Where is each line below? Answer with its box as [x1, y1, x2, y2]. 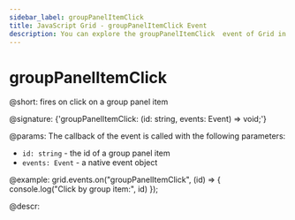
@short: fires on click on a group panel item [9, 96, 169, 107]
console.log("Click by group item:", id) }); [9, 184, 159, 194]
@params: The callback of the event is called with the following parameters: [9, 131, 286, 141]
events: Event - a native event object [21, 157, 158, 168]
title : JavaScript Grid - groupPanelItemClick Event [9, 21, 208, 30]
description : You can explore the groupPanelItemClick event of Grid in [9, 29, 287, 38]
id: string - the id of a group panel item [21, 148, 170, 159]
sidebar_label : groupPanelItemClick [9, 12, 144, 22]
